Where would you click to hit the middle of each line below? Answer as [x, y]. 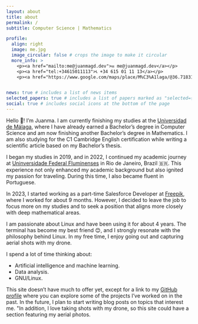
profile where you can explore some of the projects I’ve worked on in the [94, 296]
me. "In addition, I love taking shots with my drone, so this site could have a [98, 308]
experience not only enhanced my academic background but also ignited [95, 170]
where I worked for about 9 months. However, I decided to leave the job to [96, 200]
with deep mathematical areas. [44, 212]
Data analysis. [32, 272]
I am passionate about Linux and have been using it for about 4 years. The [96, 224]
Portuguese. [21, 182]
